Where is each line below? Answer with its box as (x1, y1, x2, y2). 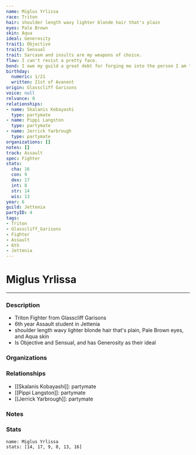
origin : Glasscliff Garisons (6, 85, 77, 91)
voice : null (6, 90, 35, 96)
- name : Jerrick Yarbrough (6, 128, 72, 135)
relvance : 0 (6, 95, 35, 101)
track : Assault (6, 150, 43, 156)
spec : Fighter (6, 156, 41, 161)
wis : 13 (11, 194, 30, 199)
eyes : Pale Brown (6, 25, 48, 31)
